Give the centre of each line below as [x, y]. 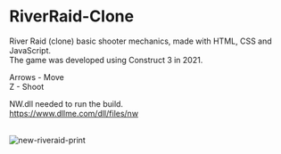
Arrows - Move [37, 77]
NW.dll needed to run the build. [66, 103]
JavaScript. [30, 50]
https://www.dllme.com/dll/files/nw [74, 113]
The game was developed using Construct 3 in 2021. [106, 60]
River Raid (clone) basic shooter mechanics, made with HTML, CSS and [140, 41]
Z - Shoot [27, 86]
